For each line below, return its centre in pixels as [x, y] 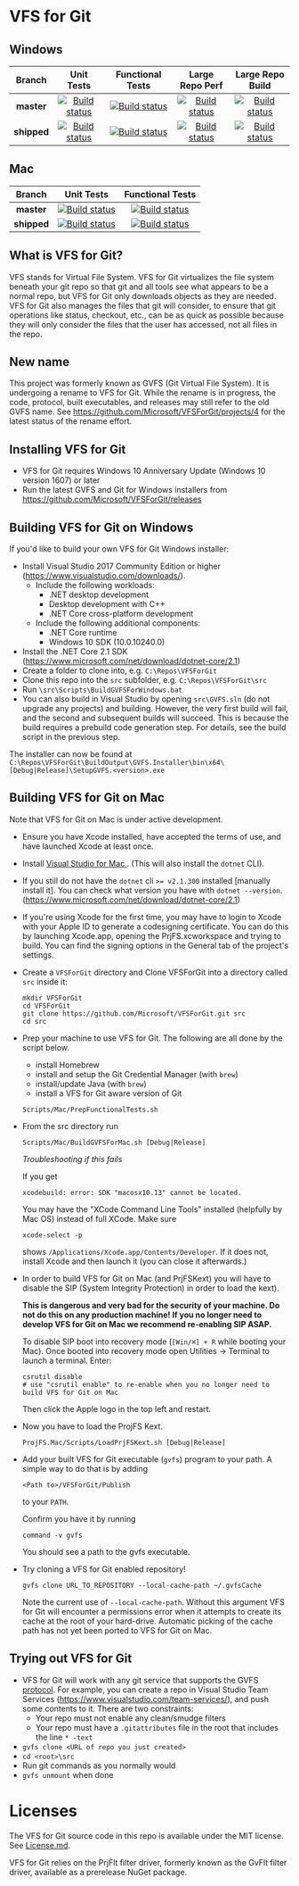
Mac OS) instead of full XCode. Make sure [99, 1218]
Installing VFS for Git [68, 449]
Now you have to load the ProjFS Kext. [92, 1426]
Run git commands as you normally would [99, 1766]
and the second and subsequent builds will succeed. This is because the [155, 718]
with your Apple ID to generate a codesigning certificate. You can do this [155, 926]
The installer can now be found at [71, 754]
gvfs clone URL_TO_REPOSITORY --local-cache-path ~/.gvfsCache [142, 1585]
